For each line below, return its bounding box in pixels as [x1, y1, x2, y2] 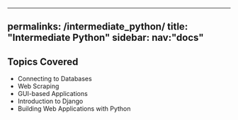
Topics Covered [7, 56, 79, 68]
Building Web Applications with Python [17, 104, 131, 113]
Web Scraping [17, 82, 59, 90]
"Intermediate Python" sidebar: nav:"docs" [7, 32, 204, 44]
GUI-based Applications [17, 90, 89, 98]
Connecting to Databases [17, 75, 92, 83]
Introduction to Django [17, 97, 84, 106]
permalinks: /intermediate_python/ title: [7, 20, 188, 32]
